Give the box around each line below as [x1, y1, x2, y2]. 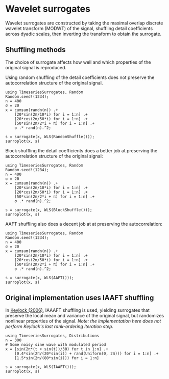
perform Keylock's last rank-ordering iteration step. [5, 323, 114, 329]
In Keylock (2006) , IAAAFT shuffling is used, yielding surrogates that [5, 307, 150, 313]
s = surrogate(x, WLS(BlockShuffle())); [5, 207, 93, 212]
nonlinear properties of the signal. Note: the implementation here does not [5, 318, 161, 324]
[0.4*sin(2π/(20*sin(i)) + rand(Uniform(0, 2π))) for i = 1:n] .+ [14, 351, 159, 356]
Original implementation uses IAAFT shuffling [5, 293, 154, 302]
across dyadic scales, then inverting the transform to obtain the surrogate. [5, 31, 162, 37]
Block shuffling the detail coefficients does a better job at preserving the [5, 147, 158, 153]
